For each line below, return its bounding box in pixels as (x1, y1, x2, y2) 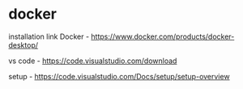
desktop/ (8, 40, 39, 49)
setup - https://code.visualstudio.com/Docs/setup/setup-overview (8, 71, 230, 81)
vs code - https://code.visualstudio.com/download (8, 56, 177, 66)
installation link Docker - (8, 32, 90, 41)
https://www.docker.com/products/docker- (91, 32, 235, 41)
